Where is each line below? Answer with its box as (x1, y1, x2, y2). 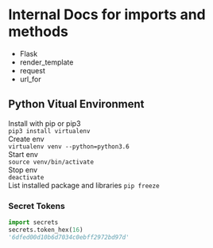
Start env (8, 149, 38, 159)
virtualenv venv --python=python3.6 (8, 142, 130, 151)
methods (8, 22, 69, 41)
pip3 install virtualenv (8, 127, 91, 135)
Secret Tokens (8, 200, 65, 211)
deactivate (8, 173, 45, 181)
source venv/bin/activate (8, 158, 94, 166)
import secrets (8, 218, 59, 226)
